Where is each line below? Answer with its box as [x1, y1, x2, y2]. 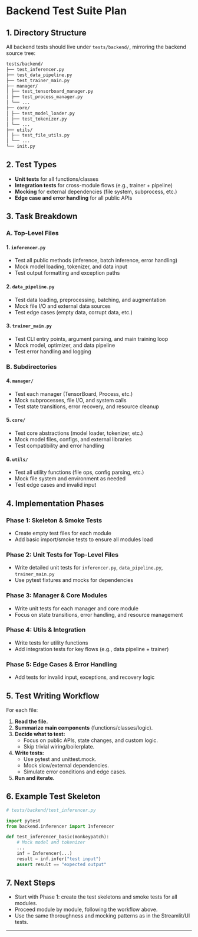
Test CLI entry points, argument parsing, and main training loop [14, 335, 169, 342]
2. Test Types [6, 160, 57, 170]
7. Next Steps [6, 878, 55, 888]
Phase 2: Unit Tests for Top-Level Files [6, 551, 119, 559]
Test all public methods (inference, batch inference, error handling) [14, 257, 178, 264]
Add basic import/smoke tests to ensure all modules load [14, 536, 153, 543]
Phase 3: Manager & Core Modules [6, 591, 107, 600]
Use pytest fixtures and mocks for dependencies [14, 577, 134, 584]
